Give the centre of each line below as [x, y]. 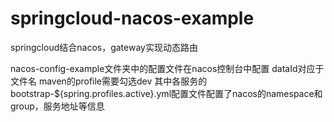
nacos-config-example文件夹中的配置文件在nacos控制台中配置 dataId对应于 [167, 68]
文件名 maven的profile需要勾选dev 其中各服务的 [109, 81]
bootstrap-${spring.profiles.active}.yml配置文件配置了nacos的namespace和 [166, 93]
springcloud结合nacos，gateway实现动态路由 [104, 47]
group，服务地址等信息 [57, 106]
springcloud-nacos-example [132, 18]
